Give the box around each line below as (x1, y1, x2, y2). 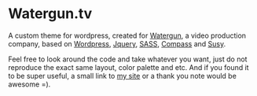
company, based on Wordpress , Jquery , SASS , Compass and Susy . (8, 39, 226, 48)
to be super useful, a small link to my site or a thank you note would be (8, 71, 237, 80)
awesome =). (8, 79, 51, 89)
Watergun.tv (8, 5, 93, 23)
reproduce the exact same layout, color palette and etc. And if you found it (8, 62, 249, 72)
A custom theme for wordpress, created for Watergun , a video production (8, 31, 246, 40)
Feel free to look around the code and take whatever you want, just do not (8, 54, 248, 64)
